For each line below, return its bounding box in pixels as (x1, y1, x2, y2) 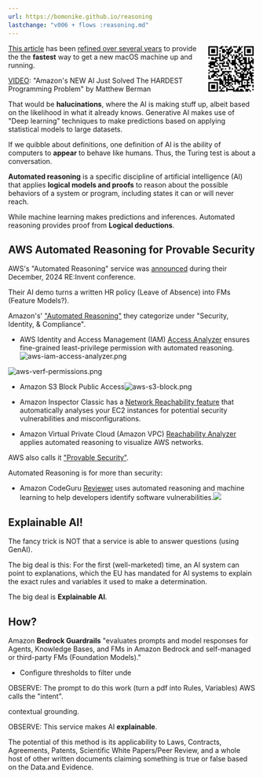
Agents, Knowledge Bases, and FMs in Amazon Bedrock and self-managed (8, 644, 251, 654)
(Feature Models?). (8, 296, 69, 306)
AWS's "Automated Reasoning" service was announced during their (8, 264, 228, 273)
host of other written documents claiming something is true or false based (8, 754, 248, 763)
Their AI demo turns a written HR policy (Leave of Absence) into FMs (8, 287, 231, 297)
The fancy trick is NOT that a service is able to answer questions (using (8, 536, 239, 546)
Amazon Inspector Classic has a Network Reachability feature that (19, 398, 234, 407)
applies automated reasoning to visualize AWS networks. (19, 438, 204, 447)
